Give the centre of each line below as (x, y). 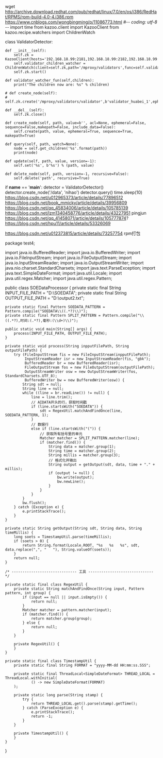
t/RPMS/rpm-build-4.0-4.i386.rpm (39, 17)
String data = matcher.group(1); (82, 447)
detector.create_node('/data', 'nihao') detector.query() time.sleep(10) (74, 192)
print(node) (26, 153)
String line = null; (43, 389)
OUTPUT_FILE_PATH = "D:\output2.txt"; (45, 298)
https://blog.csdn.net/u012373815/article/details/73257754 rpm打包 (73, 233)
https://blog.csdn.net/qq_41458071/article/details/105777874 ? (67, 218)
